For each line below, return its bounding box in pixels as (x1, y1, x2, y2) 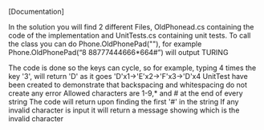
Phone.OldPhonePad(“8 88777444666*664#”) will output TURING (8, 48, 229, 57)
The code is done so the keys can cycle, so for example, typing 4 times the (8, 63, 257, 73)
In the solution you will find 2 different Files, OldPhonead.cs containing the (8, 22, 254, 31)
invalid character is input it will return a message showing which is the (8, 105, 240, 115)
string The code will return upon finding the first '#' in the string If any (8, 97, 239, 106)
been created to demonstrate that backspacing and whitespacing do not (8, 80, 247, 89)
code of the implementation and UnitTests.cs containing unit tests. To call (8, 31, 251, 40)
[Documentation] (8, 7, 64, 16)
